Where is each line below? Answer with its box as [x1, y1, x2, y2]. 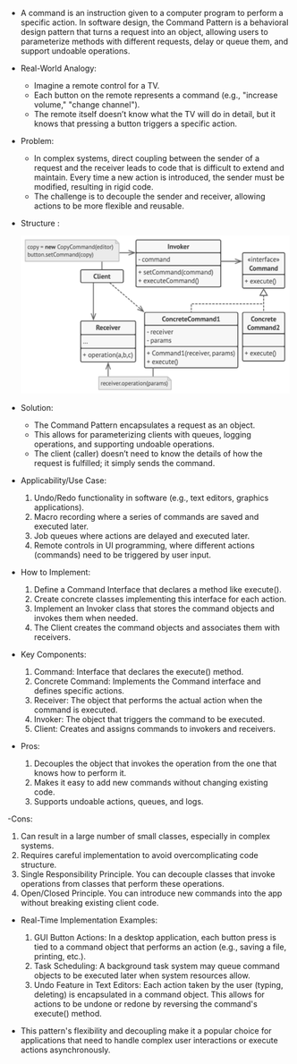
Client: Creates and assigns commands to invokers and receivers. [33, 723, 276, 734]
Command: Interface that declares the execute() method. [33, 666, 244, 677]
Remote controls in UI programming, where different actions [33, 540, 255, 550]
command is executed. [33, 704, 118, 715]
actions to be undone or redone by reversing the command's [33, 998, 258, 1009]
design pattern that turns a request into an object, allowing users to [20, 27, 268, 37]
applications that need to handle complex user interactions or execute [20, 1034, 278, 1045]
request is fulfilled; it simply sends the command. [33, 457, 216, 468]
